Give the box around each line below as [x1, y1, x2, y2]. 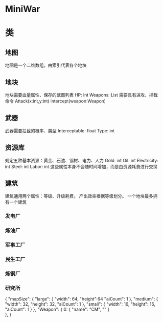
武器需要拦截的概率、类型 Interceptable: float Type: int [5, 127, 115, 133]
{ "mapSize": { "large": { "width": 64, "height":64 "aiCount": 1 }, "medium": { [5, 296, 158, 302]
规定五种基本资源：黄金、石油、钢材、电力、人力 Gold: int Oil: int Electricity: [5, 157, 159, 163]
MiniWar [5, 3, 40, 15]
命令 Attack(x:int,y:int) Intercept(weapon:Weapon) [5, 98, 106, 104]
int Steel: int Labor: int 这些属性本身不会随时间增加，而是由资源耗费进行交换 [5, 163, 158, 170]
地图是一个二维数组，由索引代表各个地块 [5, 62, 87, 68]
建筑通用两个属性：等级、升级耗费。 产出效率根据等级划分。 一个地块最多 [5, 193, 153, 199]
